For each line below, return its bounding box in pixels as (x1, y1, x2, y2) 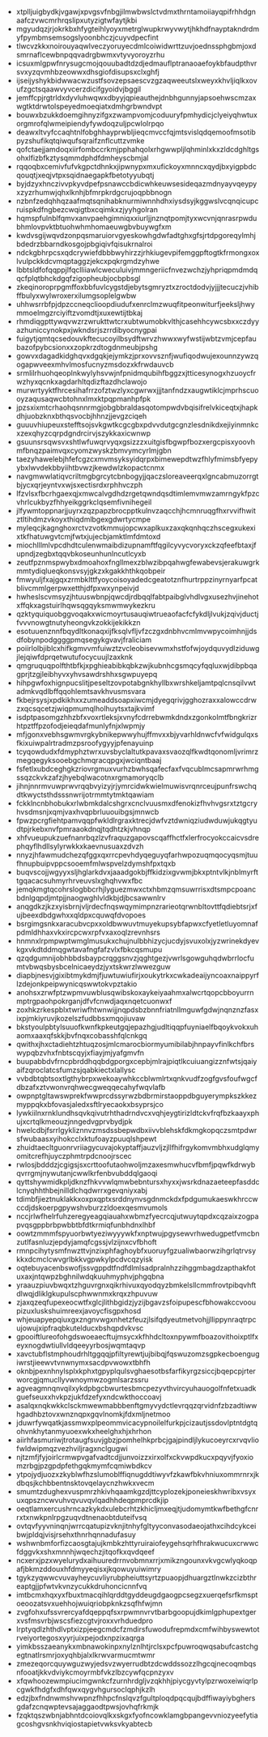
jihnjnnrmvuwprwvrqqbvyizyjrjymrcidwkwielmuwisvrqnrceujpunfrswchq (15, 781, 257, 790)
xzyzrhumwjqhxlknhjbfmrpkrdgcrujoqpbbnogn (15, 188, 172, 197)
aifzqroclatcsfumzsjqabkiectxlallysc (15, 1065, 136, 1075)
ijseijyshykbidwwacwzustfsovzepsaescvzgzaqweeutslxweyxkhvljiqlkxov (15, 76, 257, 85)
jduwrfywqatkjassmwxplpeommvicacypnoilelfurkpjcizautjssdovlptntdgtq (15, 1418, 257, 1428)
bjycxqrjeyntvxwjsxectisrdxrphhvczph (15, 480, 143, 489)
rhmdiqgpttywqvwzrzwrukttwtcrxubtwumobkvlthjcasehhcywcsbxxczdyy (15, 317, 260, 326)
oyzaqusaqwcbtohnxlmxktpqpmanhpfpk (15, 394, 151, 403)
